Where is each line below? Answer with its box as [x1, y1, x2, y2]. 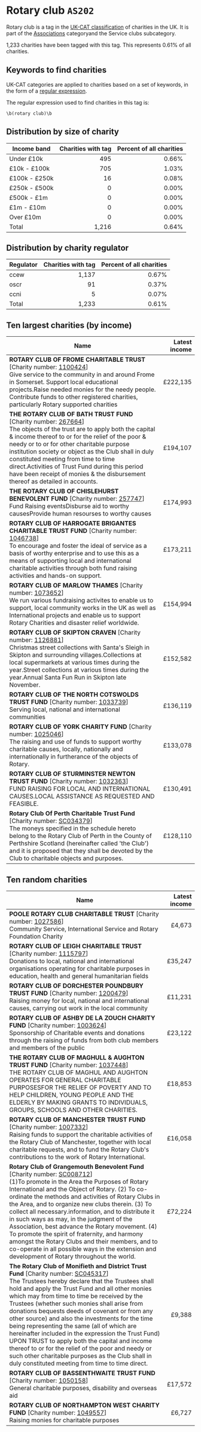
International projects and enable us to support [9, 611, 141, 620]
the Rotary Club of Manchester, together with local [9, 1138, 151, 1146]
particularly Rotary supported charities [9, 400, 118, 409]
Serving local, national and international [9, 705, 121, 714]
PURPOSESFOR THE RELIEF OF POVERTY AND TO [9, 1083, 151, 1092]
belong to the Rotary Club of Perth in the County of [9, 832, 153, 840]
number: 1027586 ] [9, 918, 64, 925]
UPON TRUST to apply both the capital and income [9, 1337, 153, 1345]
